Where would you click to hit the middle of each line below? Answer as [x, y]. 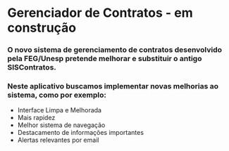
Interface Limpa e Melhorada [60, 110]
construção [42, 28]
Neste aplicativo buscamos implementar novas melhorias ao [113, 86]
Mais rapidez [36, 118]
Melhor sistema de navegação [61, 125]
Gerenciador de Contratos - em [100, 13]
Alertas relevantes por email [58, 140]
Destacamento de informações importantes [81, 133]
